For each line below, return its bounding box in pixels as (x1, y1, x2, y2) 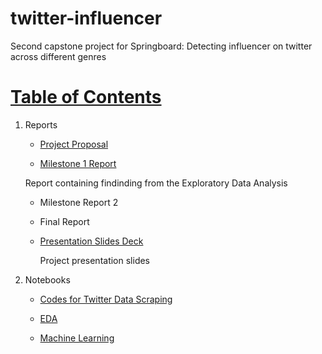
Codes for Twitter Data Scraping (39, 293, 173, 305)
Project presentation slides (39, 254, 151, 266)
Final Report (39, 215, 90, 227)
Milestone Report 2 (39, 196, 119, 208)
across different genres (10, 50, 107, 62)
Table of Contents (10, 86, 162, 109)
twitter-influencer (10, 7, 163, 30)
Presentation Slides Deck (39, 235, 144, 247)
